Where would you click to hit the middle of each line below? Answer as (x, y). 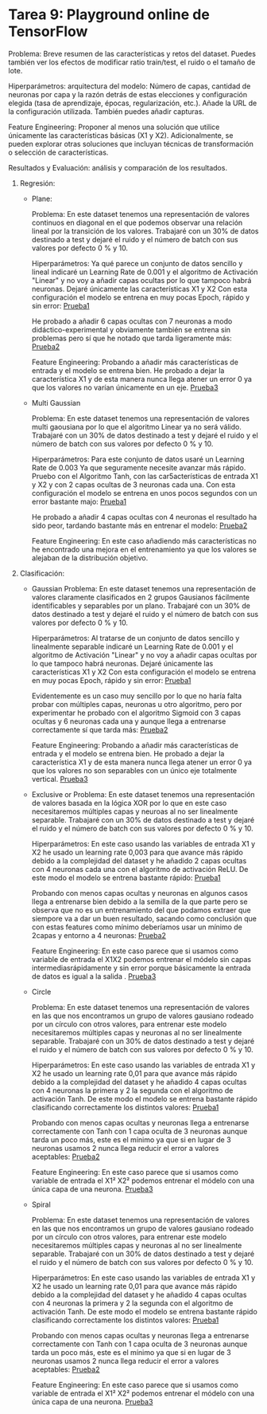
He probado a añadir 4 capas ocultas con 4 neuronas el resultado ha (144, 517)
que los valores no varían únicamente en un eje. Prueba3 (125, 387)
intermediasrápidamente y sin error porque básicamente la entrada (141, 968)
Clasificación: (42, 573)
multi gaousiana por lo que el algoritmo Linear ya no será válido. (137, 426)
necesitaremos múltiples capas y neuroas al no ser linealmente (135, 811)
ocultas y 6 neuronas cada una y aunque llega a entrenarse (129, 721)
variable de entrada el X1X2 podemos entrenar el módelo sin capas (141, 959)
